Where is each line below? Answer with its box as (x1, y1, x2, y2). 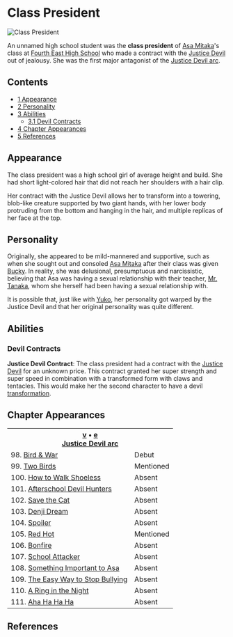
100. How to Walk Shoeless (10, 472, 101, 482)
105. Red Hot (10, 529, 54, 539)
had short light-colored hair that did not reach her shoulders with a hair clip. (7, 178, 225, 186)
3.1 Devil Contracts (27, 117, 81, 125)
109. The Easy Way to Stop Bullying (10, 574, 128, 584)
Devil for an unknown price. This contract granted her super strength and (7, 367, 217, 375)
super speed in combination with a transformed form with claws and (7, 375, 203, 383)
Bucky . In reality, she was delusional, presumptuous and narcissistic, (7, 267, 204, 276)
